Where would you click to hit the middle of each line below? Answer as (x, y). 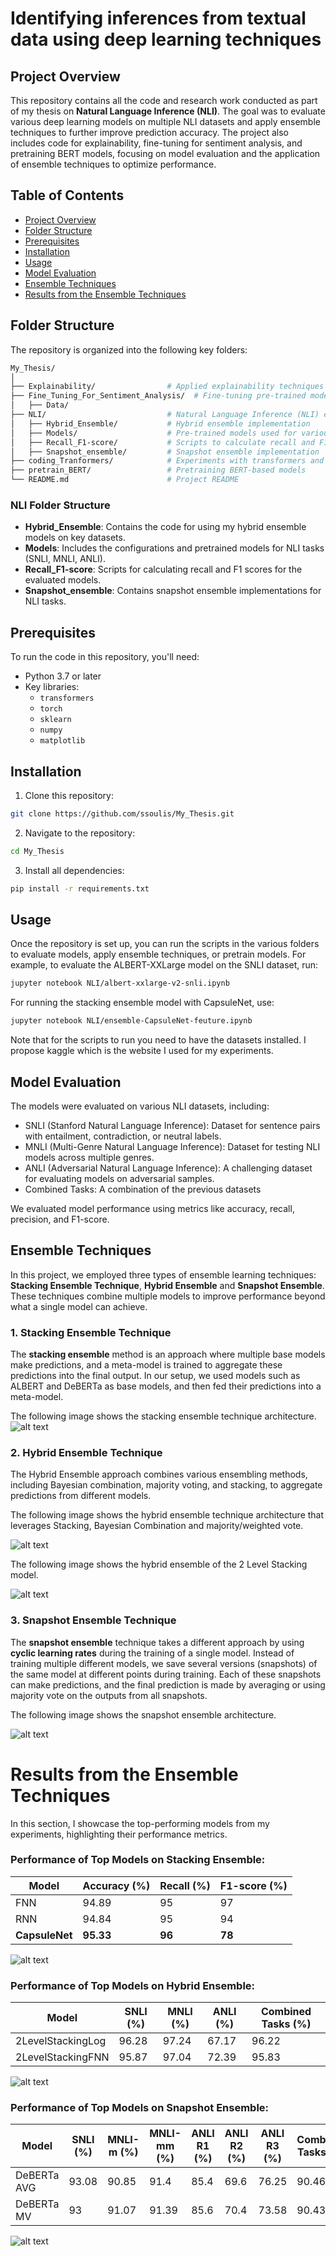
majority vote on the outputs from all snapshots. (109, 1695)
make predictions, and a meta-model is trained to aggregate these (146, 1365)
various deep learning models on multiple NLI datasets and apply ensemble (165, 121)
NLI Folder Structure (60, 505)
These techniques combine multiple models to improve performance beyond (168, 1296)
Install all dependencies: (74, 870)
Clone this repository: (69, 795)
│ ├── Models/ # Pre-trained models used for (154, 433)
